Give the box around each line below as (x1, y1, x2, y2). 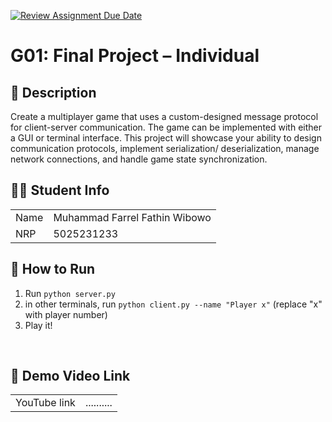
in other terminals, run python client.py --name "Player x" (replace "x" (24, 298, 323, 310)
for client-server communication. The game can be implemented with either (10, 121, 322, 133)
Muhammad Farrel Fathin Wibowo (53, 210, 212, 224)
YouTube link (15, 396, 76, 410)
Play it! (24, 319, 53, 331)
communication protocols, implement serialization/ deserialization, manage (10, 143, 320, 154)
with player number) (24, 308, 108, 320)
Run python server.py (24, 287, 116, 299)
